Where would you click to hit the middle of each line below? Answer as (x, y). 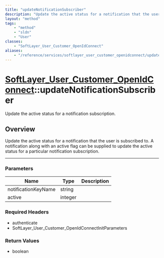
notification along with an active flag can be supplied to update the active (79, 146)
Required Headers (27, 212)
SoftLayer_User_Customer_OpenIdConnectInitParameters (70, 228)
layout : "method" (23, 19)
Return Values (22, 240)
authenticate (25, 223)
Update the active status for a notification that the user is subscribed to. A (79, 141)
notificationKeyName (31, 189)
